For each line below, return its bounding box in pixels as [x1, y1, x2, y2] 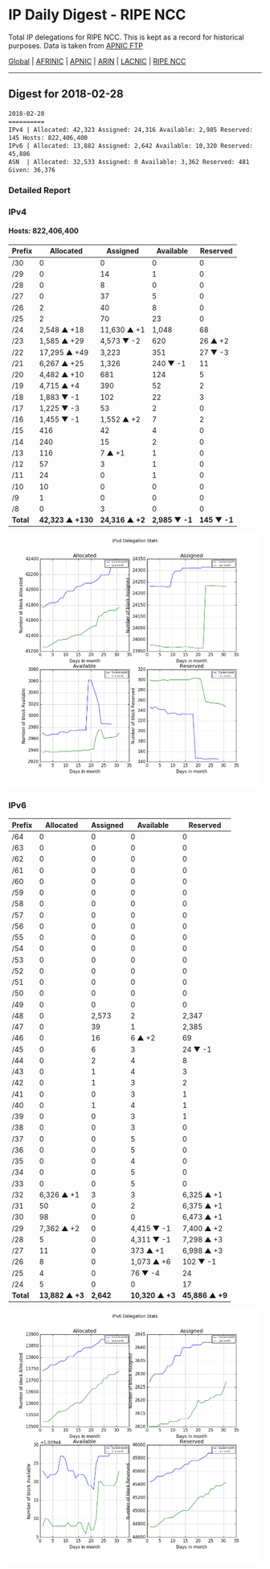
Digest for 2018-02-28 [8, 87, 124, 101]
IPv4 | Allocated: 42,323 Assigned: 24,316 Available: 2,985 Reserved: [8, 126, 253, 134]
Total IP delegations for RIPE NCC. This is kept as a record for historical [8, 32, 244, 42]
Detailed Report [8, 184, 71, 196]
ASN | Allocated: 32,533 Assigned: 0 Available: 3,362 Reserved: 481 [8, 158, 250, 166]
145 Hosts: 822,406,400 [8, 134, 88, 142]
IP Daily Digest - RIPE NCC [8, 6, 186, 24]
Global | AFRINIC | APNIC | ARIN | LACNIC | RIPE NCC [8, 56, 186, 66]
